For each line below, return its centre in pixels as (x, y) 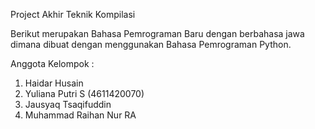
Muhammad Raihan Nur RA (80, 115)
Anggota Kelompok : (52, 63)
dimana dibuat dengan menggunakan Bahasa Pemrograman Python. (151, 44)
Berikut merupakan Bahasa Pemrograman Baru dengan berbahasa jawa (157, 33)
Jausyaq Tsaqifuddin (68, 104)
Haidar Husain (54, 83)
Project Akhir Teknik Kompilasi (73, 14)
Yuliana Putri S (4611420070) (84, 93)
